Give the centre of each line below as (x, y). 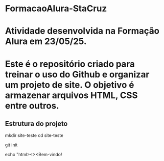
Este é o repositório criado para (70, 64)
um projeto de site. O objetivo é (70, 85)
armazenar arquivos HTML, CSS (71, 95)
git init (12, 145)
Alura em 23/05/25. (46, 41)
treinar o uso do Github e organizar (77, 74)
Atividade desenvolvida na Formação (82, 31)
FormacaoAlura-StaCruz (56, 9)
